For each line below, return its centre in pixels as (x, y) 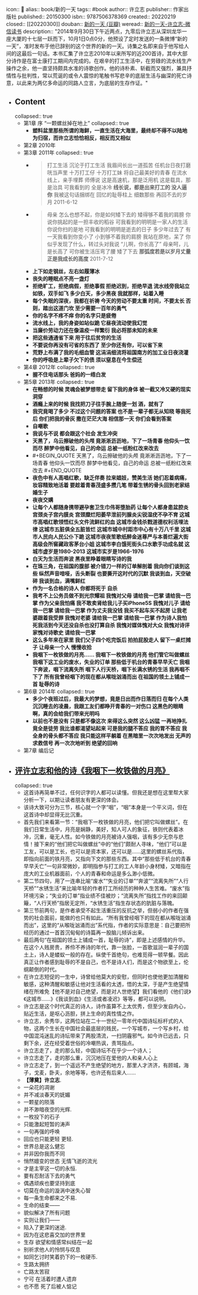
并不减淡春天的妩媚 (47, 1094)
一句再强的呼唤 (42, 1131)
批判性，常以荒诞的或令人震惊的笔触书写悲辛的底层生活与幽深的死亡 (104, 75)
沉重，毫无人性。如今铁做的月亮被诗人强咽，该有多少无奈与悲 (109, 836)
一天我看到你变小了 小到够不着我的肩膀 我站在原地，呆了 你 (119, 236)
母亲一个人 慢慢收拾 (68, 647)
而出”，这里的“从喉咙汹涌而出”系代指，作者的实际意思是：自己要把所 (107, 925)
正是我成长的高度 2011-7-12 (80, 258)
